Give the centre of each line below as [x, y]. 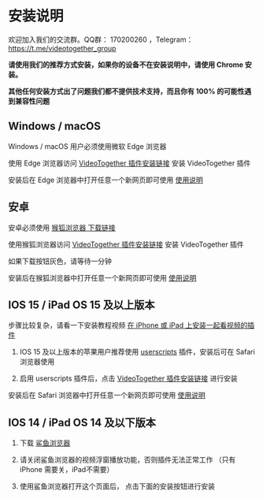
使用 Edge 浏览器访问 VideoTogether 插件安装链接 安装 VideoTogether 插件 [130, 163]
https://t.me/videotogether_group [62, 48]
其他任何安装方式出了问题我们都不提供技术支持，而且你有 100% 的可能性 [126, 91]
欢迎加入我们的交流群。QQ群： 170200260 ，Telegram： [101, 39]
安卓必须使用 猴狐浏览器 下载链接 [62, 227]
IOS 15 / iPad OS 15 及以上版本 [81, 305]
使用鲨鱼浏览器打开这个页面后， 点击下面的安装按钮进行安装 [117, 486]
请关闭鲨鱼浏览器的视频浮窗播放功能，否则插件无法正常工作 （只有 [128, 460]
